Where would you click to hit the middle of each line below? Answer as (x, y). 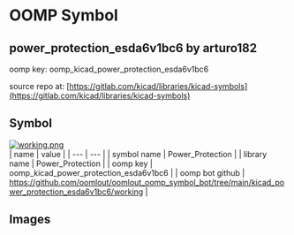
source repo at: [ (39, 86)
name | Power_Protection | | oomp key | (81, 163)
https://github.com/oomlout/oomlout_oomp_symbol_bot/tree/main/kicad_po (147, 182)
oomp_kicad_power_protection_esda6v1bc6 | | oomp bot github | (127, 172)
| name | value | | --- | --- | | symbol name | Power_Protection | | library (138, 154)
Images (30, 220)
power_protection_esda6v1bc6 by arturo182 (133, 48)
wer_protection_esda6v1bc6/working (76, 192)
